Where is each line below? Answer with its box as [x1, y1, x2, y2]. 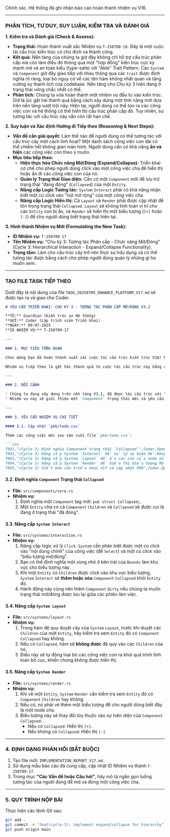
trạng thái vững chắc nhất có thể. [12, 87, 82, 93]
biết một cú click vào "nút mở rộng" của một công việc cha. [20, 192, 144, 198]
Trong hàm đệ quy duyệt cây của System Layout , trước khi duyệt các [20, 625, 162, 631]
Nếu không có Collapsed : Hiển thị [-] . [27, 728, 107, 734]
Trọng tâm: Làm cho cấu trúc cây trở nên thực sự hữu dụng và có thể [12, 250, 158, 256]
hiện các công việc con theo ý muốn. [12, 149, 91, 155]
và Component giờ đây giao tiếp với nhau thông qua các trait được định [12, 70, 160, 76]
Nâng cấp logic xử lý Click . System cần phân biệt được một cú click [20, 543, 160, 549]
